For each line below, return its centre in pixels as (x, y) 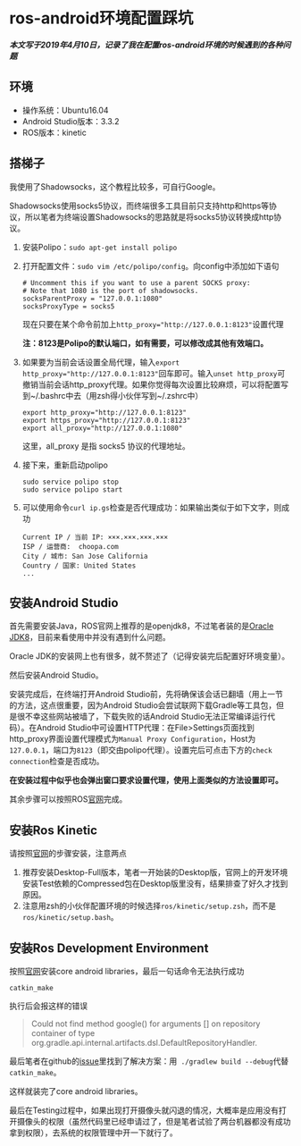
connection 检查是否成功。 (57, 762)
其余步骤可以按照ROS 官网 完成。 (68, 799)
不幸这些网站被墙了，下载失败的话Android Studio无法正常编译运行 (146, 717)
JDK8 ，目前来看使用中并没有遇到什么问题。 (90, 637)
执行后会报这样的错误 (48, 1006)
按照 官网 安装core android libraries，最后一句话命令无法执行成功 (127, 971)
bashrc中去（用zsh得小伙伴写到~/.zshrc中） (121, 395)
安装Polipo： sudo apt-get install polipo (100, 247)
